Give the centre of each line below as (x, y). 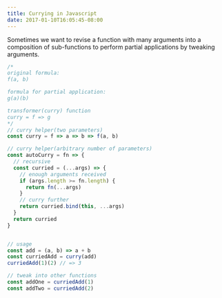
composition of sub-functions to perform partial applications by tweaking (111, 47)
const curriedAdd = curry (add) (52, 257)
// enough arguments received (63, 174)
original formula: (33, 73)
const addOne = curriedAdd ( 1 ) (51, 282)
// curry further (44, 200)
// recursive (32, 162)
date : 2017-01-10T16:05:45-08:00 (55, 20)
